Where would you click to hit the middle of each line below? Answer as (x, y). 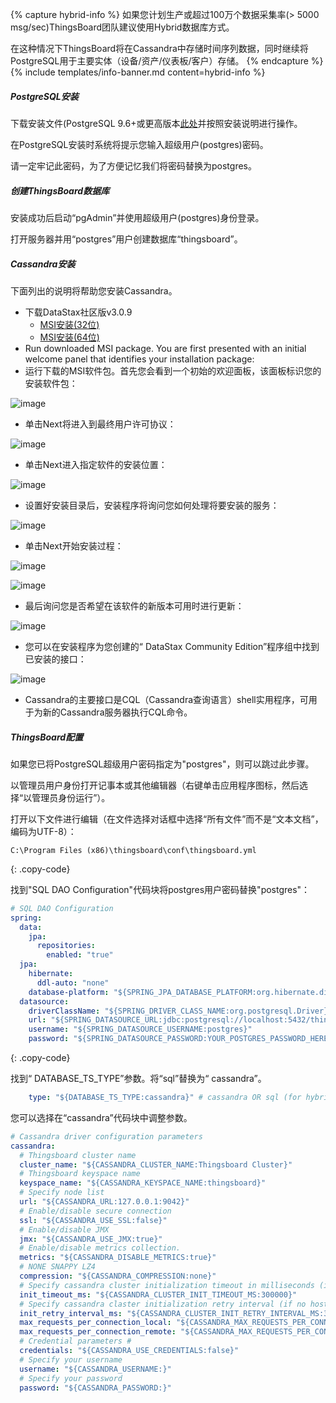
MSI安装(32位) (69, 324)
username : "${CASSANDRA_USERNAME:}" (95, 1369)
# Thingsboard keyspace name (80, 1174)
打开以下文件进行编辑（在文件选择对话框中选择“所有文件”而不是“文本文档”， (167, 819)
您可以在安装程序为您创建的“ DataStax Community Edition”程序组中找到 (172, 646)
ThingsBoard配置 (47, 737)
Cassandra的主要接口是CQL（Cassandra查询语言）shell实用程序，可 (166, 699)
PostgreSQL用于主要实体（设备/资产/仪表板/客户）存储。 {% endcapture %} (167, 61)
